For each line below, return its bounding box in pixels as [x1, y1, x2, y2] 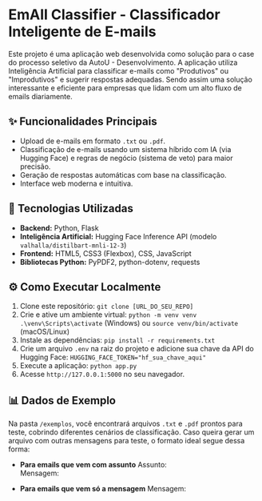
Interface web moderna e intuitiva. [19, 178, 133, 188]
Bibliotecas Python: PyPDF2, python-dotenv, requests [19, 257, 200, 267]
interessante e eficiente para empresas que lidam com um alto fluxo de [8, 82, 242, 93]
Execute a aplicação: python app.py [19, 361, 137, 371]
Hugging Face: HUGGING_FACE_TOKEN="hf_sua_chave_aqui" [19, 352, 206, 362]
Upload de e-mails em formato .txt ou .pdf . [19, 136, 166, 146]
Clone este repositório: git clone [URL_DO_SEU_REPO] [19, 302, 194, 311]
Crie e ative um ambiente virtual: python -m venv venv [19, 310, 197, 319]
